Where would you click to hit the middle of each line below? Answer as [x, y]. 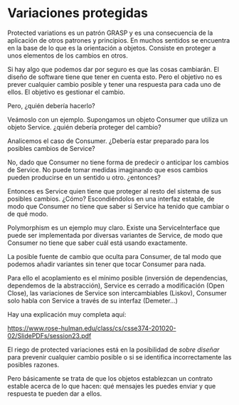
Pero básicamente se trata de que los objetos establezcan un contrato [110, 378]
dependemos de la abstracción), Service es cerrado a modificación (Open [116, 285]
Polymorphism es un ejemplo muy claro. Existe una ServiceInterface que [114, 227]
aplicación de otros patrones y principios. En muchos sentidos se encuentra [119, 40]
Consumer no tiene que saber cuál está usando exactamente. [97, 243]
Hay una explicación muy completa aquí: [67, 314]
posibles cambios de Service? [52, 148]
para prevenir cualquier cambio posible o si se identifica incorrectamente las [119, 357]
